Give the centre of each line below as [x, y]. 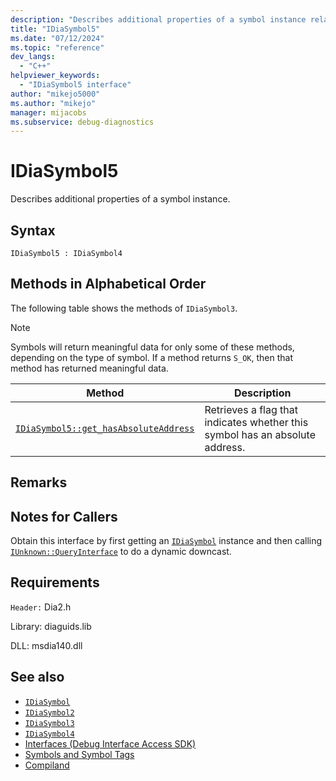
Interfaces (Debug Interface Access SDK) [110, 743]
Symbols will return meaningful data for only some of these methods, [152, 347]
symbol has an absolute [260, 434]
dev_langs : [33, 57]
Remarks [39, 482]
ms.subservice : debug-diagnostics [82, 122]
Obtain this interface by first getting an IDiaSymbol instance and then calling [166, 541]
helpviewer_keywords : [55, 76]
